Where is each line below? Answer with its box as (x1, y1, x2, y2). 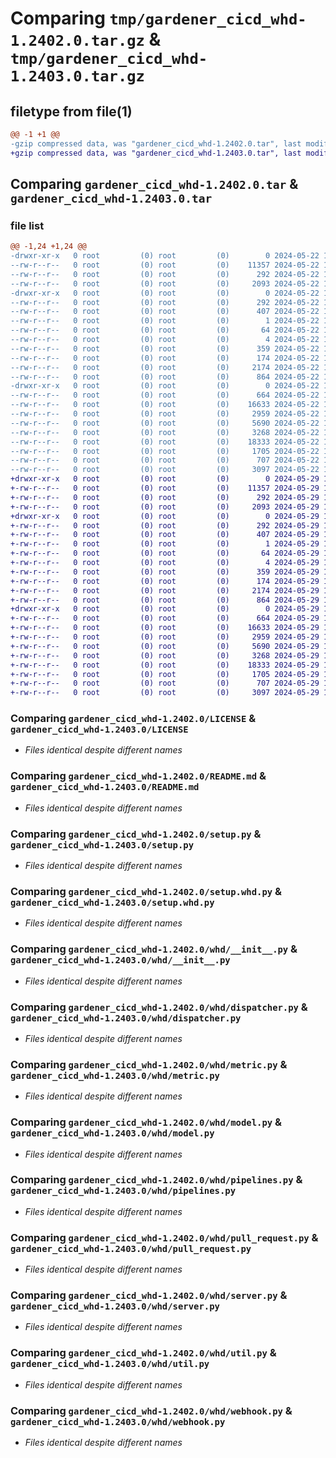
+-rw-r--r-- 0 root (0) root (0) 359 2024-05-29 (10, 567, 320, 577)
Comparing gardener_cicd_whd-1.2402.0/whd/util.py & (10, 1346, 277, 1360)
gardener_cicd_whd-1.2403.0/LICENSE (10, 724, 189, 736)
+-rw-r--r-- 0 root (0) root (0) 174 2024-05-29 (10, 576, 320, 586)
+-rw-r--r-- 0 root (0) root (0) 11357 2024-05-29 (10, 483, 320, 494)
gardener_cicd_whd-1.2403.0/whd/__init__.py (10, 955, 231, 966)
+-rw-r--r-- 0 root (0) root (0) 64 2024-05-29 (10, 548, 320, 559)
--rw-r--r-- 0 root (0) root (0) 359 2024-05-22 (10, 343, 320, 354)
